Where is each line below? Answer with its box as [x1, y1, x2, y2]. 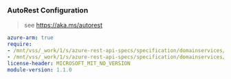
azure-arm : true [7, 34, 54, 41]
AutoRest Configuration [7, 5, 89, 15]
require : [7, 41, 32, 48]
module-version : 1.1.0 [7, 66, 72, 74]
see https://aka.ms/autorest [23, 21, 103, 30]
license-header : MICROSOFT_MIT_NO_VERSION [7, 60, 131, 67]
